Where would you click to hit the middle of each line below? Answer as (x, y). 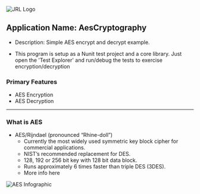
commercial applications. (54, 148)
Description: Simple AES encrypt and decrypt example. (82, 42)
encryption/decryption (42, 66)
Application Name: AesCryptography (76, 28)
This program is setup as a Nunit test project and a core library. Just (98, 54)
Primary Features (32, 82)
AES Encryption (34, 95)
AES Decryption (34, 101)
